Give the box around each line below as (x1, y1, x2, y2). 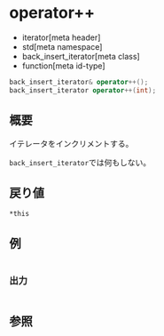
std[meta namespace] (21, 41, 103, 52)
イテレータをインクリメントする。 (9, 138, 134, 148)
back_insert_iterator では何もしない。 (9, 156, 152, 167)
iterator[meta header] (21, 32, 101, 43)
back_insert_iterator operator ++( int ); (9, 85, 157, 95)
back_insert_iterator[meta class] (21, 51, 140, 61)
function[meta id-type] (21, 60, 105, 71)
